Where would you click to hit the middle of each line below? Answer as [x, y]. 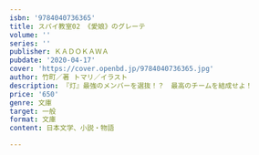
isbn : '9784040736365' [52, 18]
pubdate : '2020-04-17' [52, 60]
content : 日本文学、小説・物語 [62, 129]
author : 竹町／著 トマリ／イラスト [68, 77]
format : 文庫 [33, 119]
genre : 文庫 [31, 103]
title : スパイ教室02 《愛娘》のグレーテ [78, 26]
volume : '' [30, 35]
